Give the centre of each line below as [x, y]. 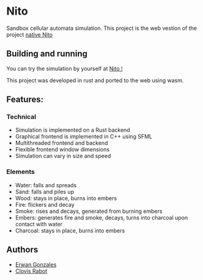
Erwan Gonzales [36, 264]
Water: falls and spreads [46, 185]
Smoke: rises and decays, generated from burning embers [89, 211]
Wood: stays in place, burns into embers [66, 198]
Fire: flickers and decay [45, 204]
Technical [21, 117]
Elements [21, 172]
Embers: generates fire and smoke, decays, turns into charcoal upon [102, 217]
